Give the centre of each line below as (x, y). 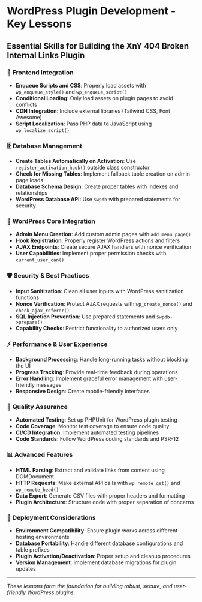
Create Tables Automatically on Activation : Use (76, 161)
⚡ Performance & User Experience (57, 344)
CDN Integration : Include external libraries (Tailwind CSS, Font (93, 111)
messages (49, 385)
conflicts (26, 104)
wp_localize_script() (42, 130)
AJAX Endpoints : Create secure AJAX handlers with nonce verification (103, 247)
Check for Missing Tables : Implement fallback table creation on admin (103, 174)
